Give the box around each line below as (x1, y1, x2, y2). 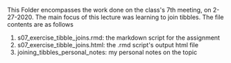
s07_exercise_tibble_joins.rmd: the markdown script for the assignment (17, 34, 221, 42)
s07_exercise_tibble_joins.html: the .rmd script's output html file (17, 41, 199, 49)
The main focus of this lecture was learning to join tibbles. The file (35, 13, 224, 21)
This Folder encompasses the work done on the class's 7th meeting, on (7, 6, 212, 14)
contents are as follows (7, 21, 74, 28)
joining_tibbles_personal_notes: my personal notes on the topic (17, 48, 198, 56)
